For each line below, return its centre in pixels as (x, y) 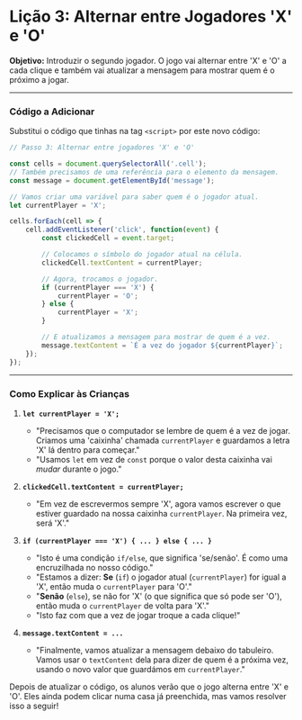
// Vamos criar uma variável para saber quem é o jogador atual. (134, 197)
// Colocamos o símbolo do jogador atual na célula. (142, 255)
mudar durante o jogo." (79, 469)
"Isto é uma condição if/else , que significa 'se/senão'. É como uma (162, 558)
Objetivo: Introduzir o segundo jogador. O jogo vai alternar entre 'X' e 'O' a (148, 60)
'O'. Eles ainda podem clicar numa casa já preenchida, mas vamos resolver (148, 696)
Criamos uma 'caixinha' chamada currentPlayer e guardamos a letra (163, 440)
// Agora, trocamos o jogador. (100, 279)
